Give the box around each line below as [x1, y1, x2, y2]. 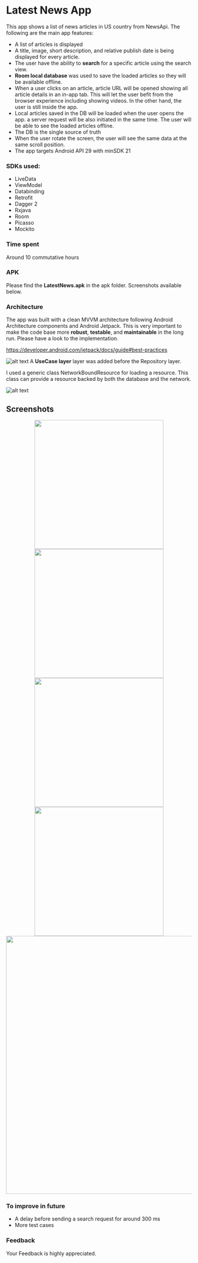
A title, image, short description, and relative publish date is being [14, 47, 174, 54]
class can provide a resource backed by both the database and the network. [6, 376, 192, 383]
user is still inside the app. [14, 103, 78, 110]
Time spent [6, 240, 39, 248]
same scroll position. [14, 141, 65, 148]
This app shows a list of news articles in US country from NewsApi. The [6, 23, 180, 30]
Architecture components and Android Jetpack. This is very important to [6, 323, 182, 330]
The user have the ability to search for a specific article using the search [14, 60, 192, 67]
